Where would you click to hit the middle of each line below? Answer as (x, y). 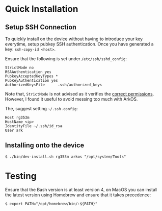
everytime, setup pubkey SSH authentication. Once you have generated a (79, 44)
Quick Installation (42, 9)
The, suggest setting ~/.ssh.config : (41, 108)
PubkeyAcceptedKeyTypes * (31, 76)
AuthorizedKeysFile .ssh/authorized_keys (54, 85)
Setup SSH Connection (41, 27)
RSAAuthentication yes (28, 72)
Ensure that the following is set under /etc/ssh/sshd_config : (66, 59)
